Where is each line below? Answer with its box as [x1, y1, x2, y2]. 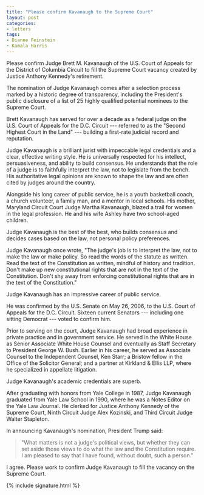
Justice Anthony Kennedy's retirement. [6, 72, 104, 80]
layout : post [6, 15, 39, 21]
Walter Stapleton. [6, 415, 50, 423]
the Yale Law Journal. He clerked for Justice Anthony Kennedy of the [6, 402, 180, 409]
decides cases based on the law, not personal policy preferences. [6, 235, 171, 242]
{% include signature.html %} [6, 482, 80, 489]
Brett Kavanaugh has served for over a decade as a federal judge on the [6, 115, 187, 122]
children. [6, 216, 29, 224]
